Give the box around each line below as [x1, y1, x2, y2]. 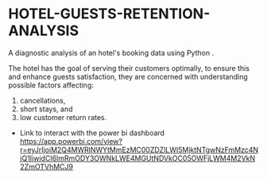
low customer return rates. [19, 112, 107, 122]
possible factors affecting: [8, 80, 94, 90]
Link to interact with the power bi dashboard [19, 128, 165, 138]
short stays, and [19, 104, 73, 114]
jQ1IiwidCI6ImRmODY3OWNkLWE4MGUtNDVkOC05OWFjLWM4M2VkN [19, 153, 256, 163]
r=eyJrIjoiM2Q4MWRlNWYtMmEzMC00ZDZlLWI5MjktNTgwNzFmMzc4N [19, 145, 259, 154]
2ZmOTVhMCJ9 [19, 161, 74, 171]
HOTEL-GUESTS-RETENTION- [8, 5, 211, 23]
